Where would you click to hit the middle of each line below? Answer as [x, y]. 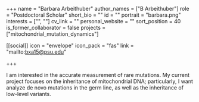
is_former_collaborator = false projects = [56, 27]
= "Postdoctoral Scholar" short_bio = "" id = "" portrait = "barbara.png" [94, 15]
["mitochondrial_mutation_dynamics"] [52, 34]
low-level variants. [29, 94]
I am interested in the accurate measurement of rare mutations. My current [98, 75]
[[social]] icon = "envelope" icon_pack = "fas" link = [70, 45]
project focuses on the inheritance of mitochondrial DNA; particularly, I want [100, 81]
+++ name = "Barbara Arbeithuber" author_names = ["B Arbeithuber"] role [98, 9]
